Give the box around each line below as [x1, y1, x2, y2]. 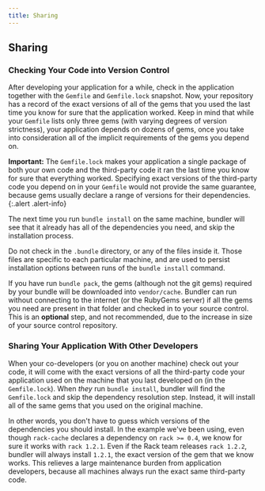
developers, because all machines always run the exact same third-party [8, 466, 245, 476]
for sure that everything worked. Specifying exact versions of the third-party [8, 173, 258, 183]
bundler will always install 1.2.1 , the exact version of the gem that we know [8, 449, 255, 459]
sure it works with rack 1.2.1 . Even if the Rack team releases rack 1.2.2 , [8, 441, 248, 451]
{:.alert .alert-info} [8, 199, 67, 208]
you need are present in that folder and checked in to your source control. [8, 304, 249, 314]
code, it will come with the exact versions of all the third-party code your [8, 367, 245, 376]
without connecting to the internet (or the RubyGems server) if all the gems [8, 295, 253, 305]
